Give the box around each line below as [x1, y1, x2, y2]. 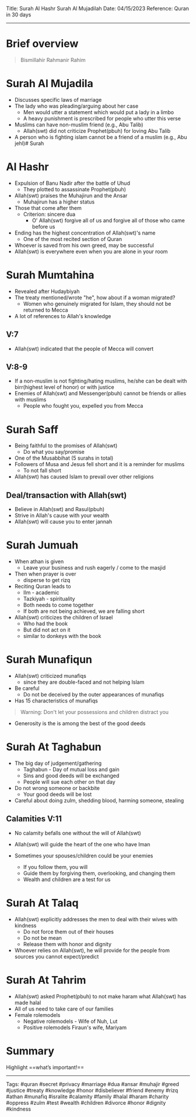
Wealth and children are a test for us [23, 875, 111, 882]
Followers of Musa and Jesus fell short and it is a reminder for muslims [14, 461, 185, 468]
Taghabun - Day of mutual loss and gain [23, 766, 120, 773]
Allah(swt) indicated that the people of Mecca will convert [14, 345, 154, 352]
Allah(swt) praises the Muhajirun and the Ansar [14, 192, 128, 199]
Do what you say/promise [23, 449, 85, 456]
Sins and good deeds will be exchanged [23, 772, 120, 779]
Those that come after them [14, 204, 82, 211]
